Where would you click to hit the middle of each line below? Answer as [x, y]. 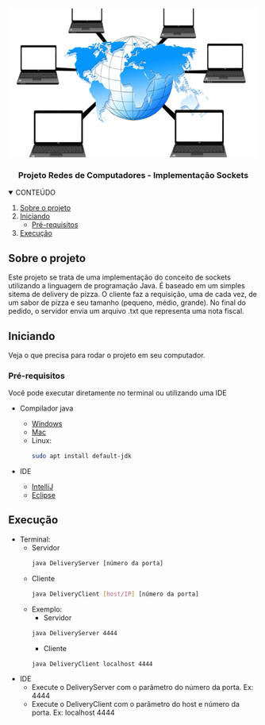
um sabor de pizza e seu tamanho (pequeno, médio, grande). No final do [127, 303]
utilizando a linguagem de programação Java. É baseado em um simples [127, 286]
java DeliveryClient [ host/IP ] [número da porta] [115, 594]
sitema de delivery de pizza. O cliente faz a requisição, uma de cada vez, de [133, 295]
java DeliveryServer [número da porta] [98, 563]
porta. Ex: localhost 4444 [73, 713]
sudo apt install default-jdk [82, 457]
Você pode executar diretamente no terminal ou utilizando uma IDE [118, 393]
